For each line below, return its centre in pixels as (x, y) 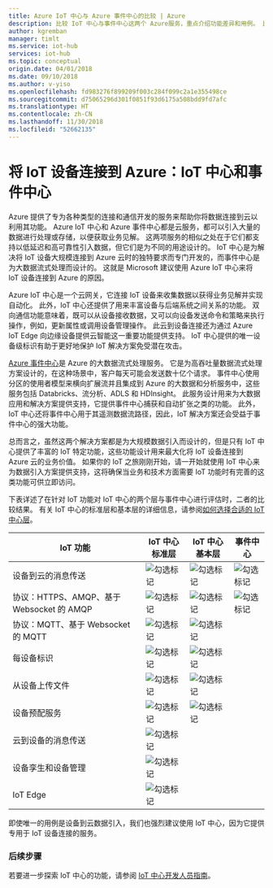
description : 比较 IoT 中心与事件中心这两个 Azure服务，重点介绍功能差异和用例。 (134, 24)
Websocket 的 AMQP (52, 609)
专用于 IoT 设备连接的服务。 (55, 833)
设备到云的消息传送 (50, 576)
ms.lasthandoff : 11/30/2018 (56, 122)
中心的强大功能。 (44, 424)
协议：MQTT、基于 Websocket (71, 625)
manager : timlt (34, 39)
